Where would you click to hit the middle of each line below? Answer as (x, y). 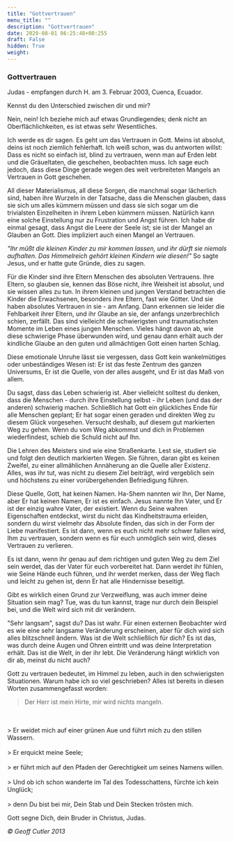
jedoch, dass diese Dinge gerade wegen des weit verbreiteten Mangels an (114, 170)
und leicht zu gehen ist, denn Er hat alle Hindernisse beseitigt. (96, 581)
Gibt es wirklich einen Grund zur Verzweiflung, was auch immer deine (107, 595)
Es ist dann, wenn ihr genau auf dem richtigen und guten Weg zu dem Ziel (114, 559)
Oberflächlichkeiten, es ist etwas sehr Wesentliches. (83, 127)
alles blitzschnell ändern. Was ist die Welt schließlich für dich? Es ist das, (112, 638)
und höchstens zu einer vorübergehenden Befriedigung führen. (98, 480)
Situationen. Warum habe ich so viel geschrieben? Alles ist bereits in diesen (116, 681)
